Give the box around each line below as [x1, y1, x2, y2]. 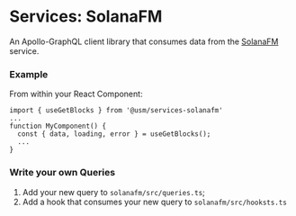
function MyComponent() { [9, 121, 106, 131]
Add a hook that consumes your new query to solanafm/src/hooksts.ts [22, 196, 288, 207]
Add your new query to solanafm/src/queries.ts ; [22, 186, 205, 197]
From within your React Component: [9, 88, 143, 100]
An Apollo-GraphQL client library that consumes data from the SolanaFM [9, 36, 279, 47]
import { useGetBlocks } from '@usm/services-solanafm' [9, 106, 223, 115]
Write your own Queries [9, 166, 115, 179]
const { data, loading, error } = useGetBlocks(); [17, 130, 211, 139]
